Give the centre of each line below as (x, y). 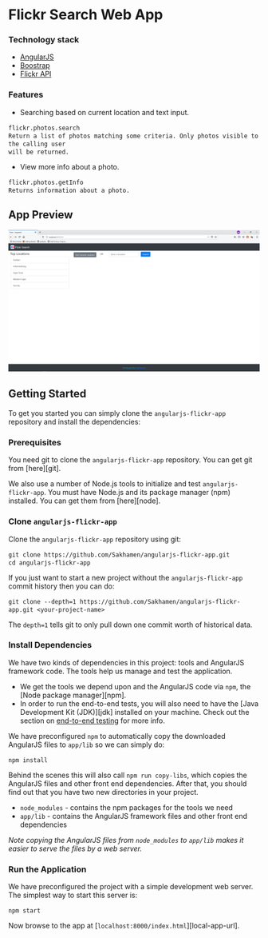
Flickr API (35, 74)
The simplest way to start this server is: (73, 895)
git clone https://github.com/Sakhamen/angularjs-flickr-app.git (119, 555)
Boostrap (35, 66)
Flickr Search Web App (86, 15)
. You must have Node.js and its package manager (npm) (137, 493)
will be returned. (39, 152)
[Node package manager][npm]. (73, 695)
